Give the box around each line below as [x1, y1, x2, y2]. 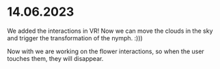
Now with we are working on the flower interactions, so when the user [7, 47, 205, 55]
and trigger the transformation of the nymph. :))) [7, 33, 143, 42]
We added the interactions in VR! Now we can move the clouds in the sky [7, 27, 213, 35]
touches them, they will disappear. [7, 54, 104, 62]
